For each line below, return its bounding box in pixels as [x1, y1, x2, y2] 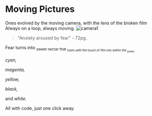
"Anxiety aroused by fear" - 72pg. [17, 35, 87, 41]
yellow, [5, 76, 20, 82]
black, [5, 86, 18, 92]
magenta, [5, 67, 25, 73]
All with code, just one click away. [5, 106, 75, 111]
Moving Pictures [5, 3, 75, 15]
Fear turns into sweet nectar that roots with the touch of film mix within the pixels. [5, 44, 135, 53]
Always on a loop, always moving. [5, 25, 75, 31]
